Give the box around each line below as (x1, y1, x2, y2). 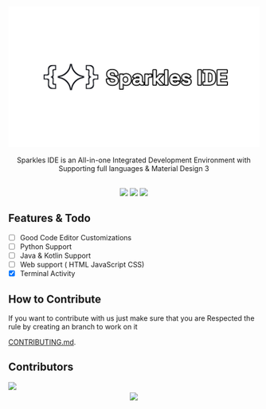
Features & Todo (8, 212, 92, 225)
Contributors (8, 360, 74, 374)
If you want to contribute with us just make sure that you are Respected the (8, 313, 255, 323)
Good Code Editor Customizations (19, 232, 132, 242)
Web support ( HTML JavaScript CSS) (19, 260, 145, 269)
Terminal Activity (19, 269, 76, 279)
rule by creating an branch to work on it (8, 321, 138, 331)
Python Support (19, 241, 72, 251)
